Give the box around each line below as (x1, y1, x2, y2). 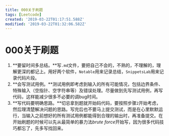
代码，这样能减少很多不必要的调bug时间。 (12, 94, 101, 100)
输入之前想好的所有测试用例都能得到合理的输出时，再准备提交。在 (26, 113, 163, 119)
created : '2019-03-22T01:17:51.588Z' (5, 17, 85, 22)
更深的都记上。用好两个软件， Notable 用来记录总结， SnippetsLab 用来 (17, 69, 160, 75)
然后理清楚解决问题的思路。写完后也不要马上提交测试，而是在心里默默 (12, 106, 159, 112)
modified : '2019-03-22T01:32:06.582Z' (5, 21, 87, 27)
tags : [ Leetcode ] (5, 12, 42, 17)
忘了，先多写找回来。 (21, 125, 66, 131)
